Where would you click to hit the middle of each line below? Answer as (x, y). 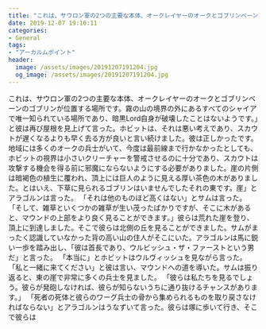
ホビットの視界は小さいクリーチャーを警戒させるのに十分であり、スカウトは (133, 158)
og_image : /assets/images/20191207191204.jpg (92, 75)
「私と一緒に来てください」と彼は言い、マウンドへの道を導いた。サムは (126, 267)
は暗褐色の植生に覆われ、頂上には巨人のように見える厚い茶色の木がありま (130, 178)
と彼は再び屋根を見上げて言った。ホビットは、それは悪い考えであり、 (123, 128)
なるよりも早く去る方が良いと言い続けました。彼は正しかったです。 (146, 138)
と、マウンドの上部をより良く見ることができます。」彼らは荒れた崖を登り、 (131, 217)
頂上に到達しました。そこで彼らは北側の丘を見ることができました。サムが (130, 227)
